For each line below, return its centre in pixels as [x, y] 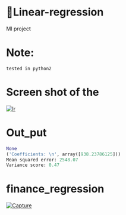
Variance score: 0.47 [33, 165]
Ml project [19, 29]
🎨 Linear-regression [55, 12]
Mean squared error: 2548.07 [42, 160]
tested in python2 [29, 68]
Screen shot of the [53, 92]
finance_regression [55, 189]
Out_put [26, 133]
